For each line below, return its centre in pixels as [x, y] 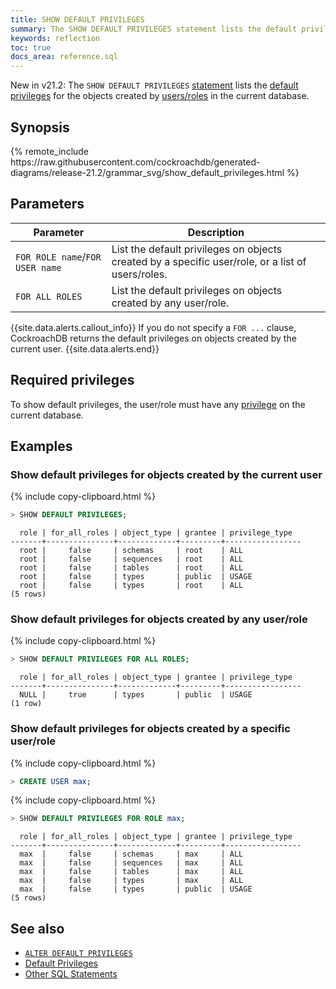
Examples [41, 446]
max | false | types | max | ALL [131, 881]
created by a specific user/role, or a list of [209, 261]
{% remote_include [50, 151]
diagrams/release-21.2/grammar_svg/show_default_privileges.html [147, 172]
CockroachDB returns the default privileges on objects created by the [153, 338]
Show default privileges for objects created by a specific [150, 729]
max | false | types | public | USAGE [136, 889]
